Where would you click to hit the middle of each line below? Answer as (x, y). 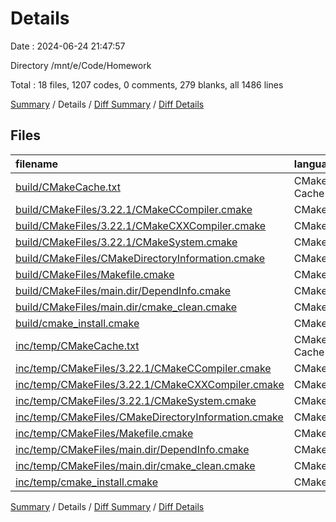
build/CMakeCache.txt (68, 187)
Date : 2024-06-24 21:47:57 (68, 46)
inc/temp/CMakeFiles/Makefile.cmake (104, 433)
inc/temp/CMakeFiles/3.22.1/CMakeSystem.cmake (136, 400)
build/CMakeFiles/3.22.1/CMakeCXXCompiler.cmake (141, 225)
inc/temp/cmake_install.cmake (86, 482)
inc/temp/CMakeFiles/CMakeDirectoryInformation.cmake (149, 417)
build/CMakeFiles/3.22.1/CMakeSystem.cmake (126, 242)
